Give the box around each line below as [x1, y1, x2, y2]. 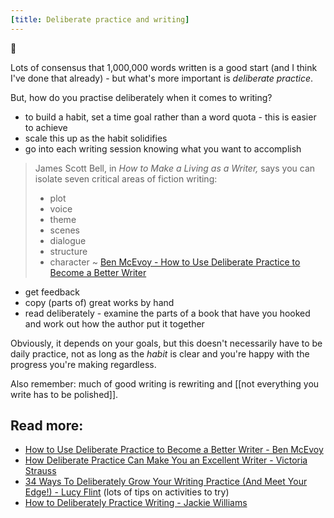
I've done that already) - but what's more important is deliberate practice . [10, 72, 314, 84]
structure [49, 245, 88, 257]
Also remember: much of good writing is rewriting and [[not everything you [10, 377, 320, 390]
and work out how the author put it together [24, 317, 205, 330]
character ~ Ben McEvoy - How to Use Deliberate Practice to [49, 256, 301, 268]
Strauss [24, 465, 57, 477]
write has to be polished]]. [10, 388, 119, 400]
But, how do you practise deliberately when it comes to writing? [10, 91, 273, 103]
